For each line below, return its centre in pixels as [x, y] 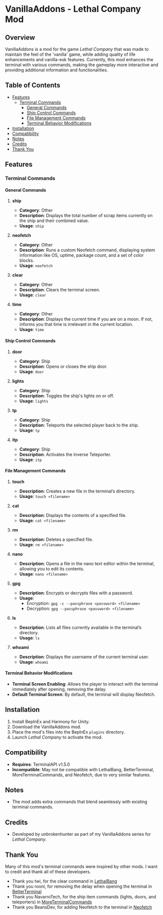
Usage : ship [32, 226]
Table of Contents [33, 85]
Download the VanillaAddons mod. [47, 727]
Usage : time [32, 330]
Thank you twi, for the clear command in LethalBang [65, 881]
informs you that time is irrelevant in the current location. [76, 324]
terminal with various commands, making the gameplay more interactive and [82, 65]
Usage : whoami [34, 662]
